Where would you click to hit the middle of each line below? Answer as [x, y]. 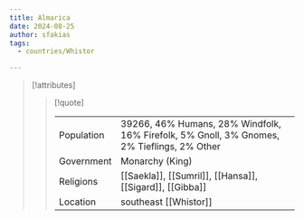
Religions [78, 182]
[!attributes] [53, 85]
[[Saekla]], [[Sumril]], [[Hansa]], [189, 176]
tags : [19, 43]
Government [85, 161]
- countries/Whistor [56, 52]
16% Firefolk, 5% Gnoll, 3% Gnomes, [200, 135]
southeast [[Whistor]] [166, 202]
